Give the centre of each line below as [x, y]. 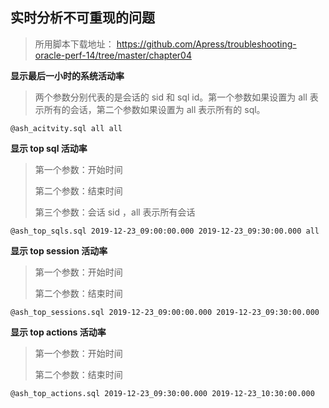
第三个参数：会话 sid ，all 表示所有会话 [115, 212]
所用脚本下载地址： [74, 44]
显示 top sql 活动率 [49, 148]
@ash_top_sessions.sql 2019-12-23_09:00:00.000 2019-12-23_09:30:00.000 [165, 312]
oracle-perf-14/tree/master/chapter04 [113, 55]
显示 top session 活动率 [59, 250]
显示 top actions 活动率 [58, 332]
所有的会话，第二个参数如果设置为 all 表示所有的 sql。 [154, 109]
